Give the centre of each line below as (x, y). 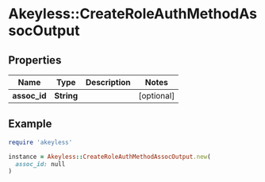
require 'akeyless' (40, 142)
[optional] (157, 96)
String (66, 96)
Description (108, 82)
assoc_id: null (40, 164)
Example (30, 124)
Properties (35, 60)
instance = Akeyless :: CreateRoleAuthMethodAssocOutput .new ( (110, 157)
